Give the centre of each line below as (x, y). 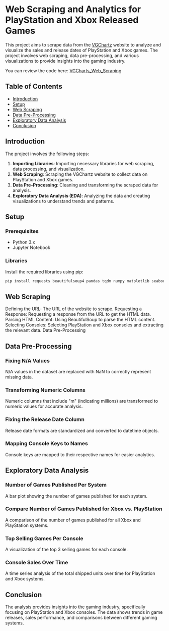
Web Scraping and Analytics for (73, 9)
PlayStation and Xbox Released (72, 20)
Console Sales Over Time (37, 563)
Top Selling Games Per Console (44, 538)
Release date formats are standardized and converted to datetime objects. (82, 430)
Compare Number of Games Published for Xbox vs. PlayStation (84, 509)
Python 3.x (24, 242)
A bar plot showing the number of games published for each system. (76, 496)
